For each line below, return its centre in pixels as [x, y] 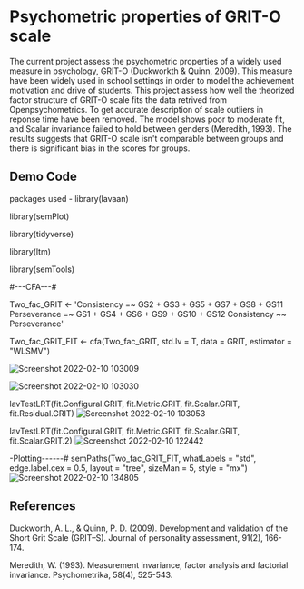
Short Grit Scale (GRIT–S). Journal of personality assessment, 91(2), [136, 537]
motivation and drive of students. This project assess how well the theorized [152, 90]
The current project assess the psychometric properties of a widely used [146, 61]
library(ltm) [30, 251]
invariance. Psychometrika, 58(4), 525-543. [91, 574]
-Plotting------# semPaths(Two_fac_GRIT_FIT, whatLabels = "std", [133, 458]
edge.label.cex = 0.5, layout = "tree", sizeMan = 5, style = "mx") [128, 468]
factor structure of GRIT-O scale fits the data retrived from [118, 100]
